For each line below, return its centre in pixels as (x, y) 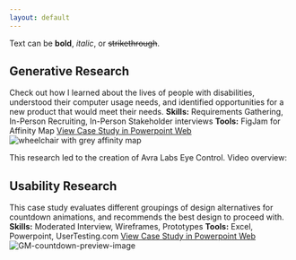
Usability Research (63, 186)
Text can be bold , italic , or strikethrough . (84, 43)
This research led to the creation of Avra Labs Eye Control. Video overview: (148, 158)
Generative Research (70, 71)
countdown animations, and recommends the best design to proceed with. (147, 217)
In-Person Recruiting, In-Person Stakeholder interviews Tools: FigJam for (145, 121)
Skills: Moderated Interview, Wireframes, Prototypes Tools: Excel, (131, 227)
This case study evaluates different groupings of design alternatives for (141, 208)
